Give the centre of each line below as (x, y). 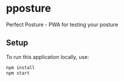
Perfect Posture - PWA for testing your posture (62, 24)
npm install (20, 68)
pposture (29, 8)
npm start (18, 73)
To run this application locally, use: (47, 57)
